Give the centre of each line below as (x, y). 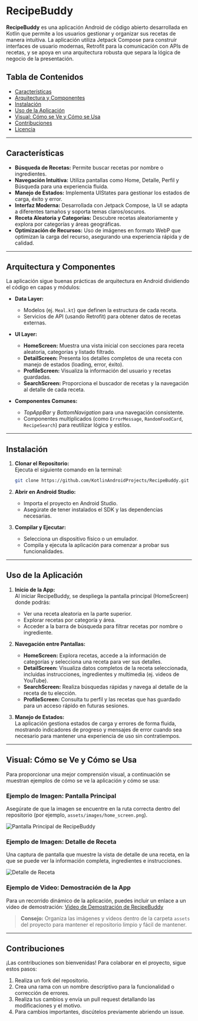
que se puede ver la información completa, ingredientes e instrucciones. (94, 861)
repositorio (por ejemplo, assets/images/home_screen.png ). (77, 815)
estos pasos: (22, 969)
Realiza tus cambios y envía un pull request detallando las (85, 999)
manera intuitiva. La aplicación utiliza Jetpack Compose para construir (92, 40)
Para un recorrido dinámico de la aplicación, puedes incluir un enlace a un (96, 900)
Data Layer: (29, 299)
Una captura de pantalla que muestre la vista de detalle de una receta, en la (98, 854)
